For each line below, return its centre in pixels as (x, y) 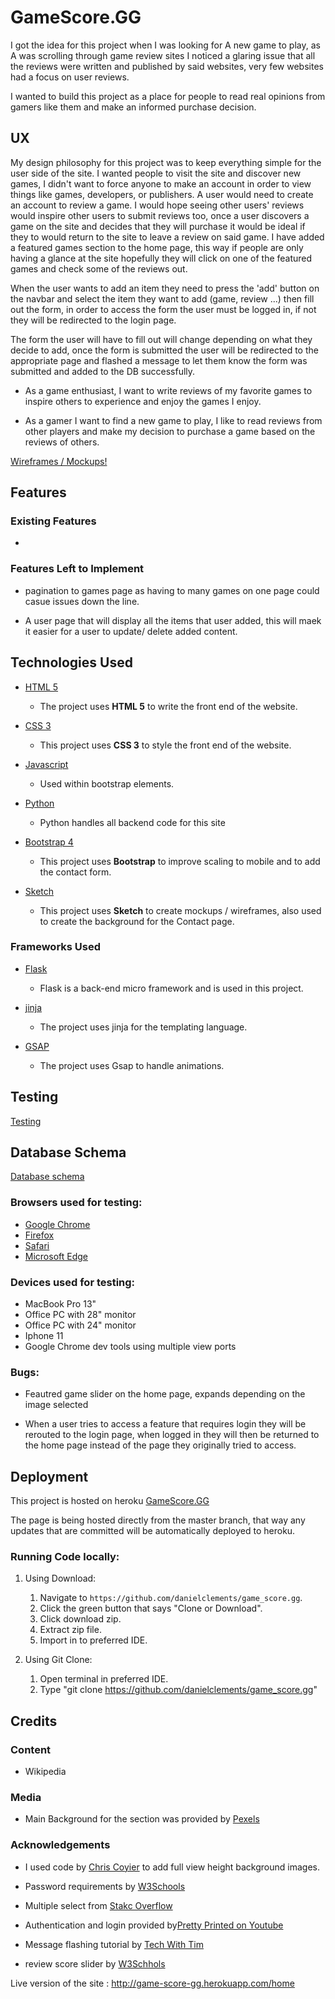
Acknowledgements (60, 1845)
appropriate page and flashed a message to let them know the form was (159, 360)
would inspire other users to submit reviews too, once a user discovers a (160, 215)
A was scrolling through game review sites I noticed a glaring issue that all (163, 55)
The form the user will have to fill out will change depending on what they (161, 339)
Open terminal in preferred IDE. (104, 1679)
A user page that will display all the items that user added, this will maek (173, 620)
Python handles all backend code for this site (132, 822)
